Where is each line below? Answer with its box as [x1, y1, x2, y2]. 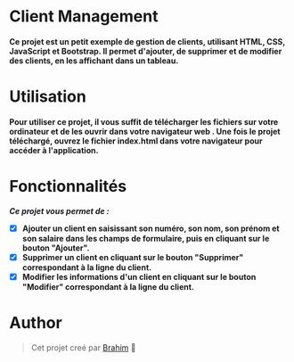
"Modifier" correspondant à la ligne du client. [21, 281, 194, 292]
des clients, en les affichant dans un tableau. [9, 55, 179, 66]
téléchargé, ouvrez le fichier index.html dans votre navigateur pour [9, 136, 263, 146]
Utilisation [9, 86, 86, 106]
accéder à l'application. [9, 144, 99, 155]
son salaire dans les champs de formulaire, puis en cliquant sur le [21, 233, 270, 243]
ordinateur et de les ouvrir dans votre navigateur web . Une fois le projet [9, 126, 281, 136]
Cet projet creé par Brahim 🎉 [30, 341, 136, 353]
